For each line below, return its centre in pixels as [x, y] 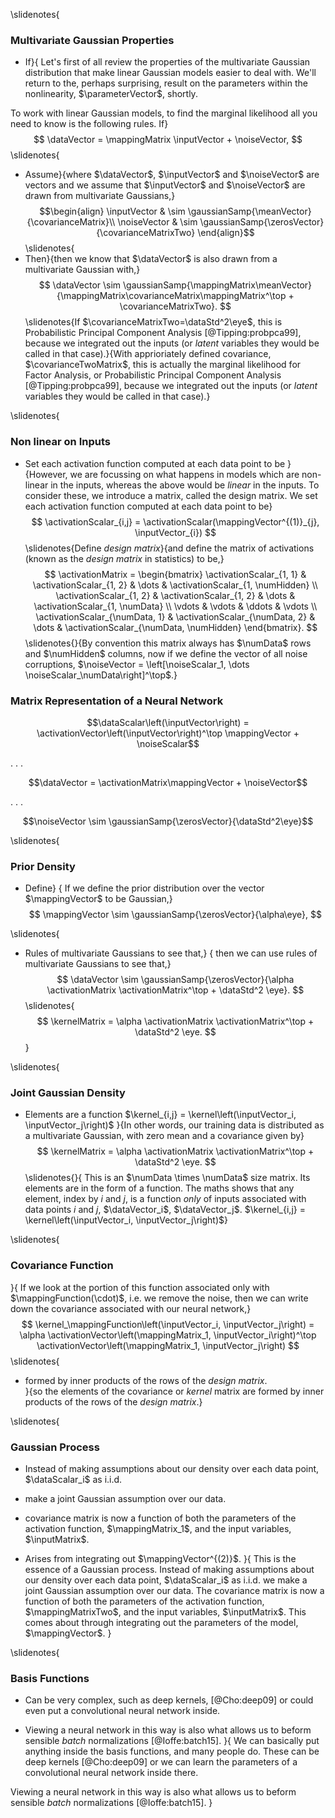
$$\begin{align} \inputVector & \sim [112, 211]
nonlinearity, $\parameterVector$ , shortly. [111, 94]
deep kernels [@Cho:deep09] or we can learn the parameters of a [161, 1762]
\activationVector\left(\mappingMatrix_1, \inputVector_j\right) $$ [168, 1345]
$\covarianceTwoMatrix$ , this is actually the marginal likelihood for [163, 365]
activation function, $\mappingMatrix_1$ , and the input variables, [158, 1529]
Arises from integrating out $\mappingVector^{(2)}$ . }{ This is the [160, 1559]
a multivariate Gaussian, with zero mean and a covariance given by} [164, 1136]
